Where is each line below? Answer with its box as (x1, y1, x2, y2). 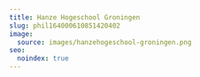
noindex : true (17, 54, 69, 63)
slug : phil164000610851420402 (9, 21, 121, 30)
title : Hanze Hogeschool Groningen (9, 12, 141, 22)
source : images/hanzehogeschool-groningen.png (17, 37, 192, 47)
